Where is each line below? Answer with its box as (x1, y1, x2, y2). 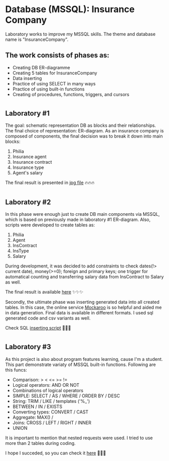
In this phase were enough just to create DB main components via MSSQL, (5, 211, 160, 217)
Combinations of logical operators (12, 387, 84, 393)
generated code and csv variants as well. (5, 315, 91, 321)
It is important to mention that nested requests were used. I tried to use (5, 435, 153, 441)
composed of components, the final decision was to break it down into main (5, 133, 163, 140)
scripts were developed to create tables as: (5, 221, 95, 228)
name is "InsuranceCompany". (5, 36, 69, 42)
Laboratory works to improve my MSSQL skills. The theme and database (5, 31, 156, 37)
